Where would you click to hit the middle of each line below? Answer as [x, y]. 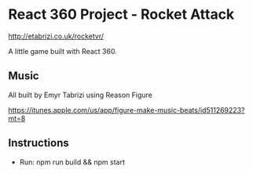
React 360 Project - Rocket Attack [121, 14]
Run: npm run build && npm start [72, 161]
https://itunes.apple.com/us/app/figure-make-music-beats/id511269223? [126, 110]
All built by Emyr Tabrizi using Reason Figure [81, 95]
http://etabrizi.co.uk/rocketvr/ [56, 36]
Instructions [38, 143]
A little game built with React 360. [63, 51]
